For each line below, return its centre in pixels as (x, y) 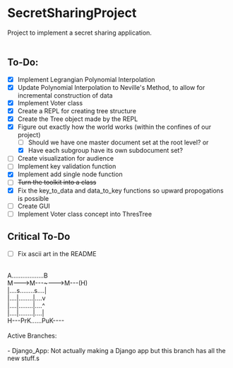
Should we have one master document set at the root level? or (118, 142)
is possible (33, 198)
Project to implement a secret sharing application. (79, 33)
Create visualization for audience (66, 159)
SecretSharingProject (72, 13)
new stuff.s (24, 358)
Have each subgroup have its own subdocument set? (106, 151)
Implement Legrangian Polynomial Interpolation (86, 79)
